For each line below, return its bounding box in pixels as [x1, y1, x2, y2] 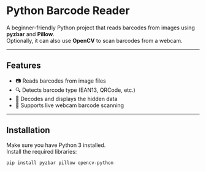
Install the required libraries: [6, 148, 77, 155]
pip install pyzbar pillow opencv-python [6, 160, 114, 166]
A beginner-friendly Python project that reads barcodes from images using [6, 24, 195, 31]
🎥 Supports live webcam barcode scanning [15, 102, 124, 109]
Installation [6, 125, 50, 135]
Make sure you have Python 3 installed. [6, 141, 106, 149]
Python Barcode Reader [6, 4, 130, 18]
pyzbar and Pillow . [6, 30, 55, 37]
